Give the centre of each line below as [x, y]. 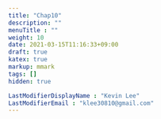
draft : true [28, 52]
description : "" [35, 23]
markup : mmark [32, 67]
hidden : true [30, 81]
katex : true [28, 60]
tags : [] [23, 74]
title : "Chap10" [35, 15]
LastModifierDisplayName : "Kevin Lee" [74, 95]
